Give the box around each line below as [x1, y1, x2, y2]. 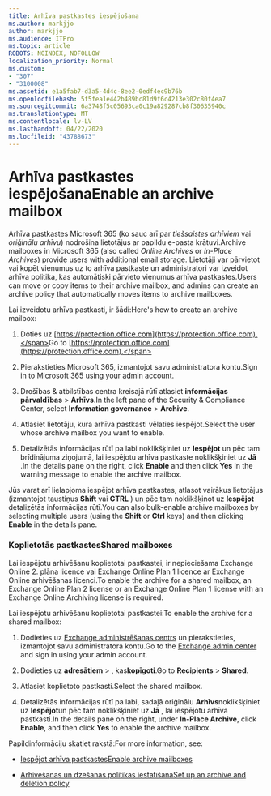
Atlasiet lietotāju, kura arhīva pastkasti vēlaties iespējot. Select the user [19, 419, 256, 429]
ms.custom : [8, 65, 45, 73]
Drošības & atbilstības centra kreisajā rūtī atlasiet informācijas [19, 386, 228, 396]
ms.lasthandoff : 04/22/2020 [8, 125, 104, 133]
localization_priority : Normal [8, 58, 114, 66]
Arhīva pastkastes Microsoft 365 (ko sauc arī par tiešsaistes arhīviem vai [8, 229, 252, 238]
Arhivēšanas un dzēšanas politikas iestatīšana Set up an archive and [19, 769, 247, 779]
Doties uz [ [19, 329, 57, 339]
